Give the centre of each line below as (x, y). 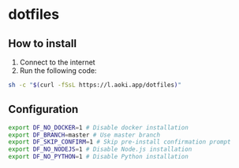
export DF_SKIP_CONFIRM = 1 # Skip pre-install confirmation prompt (119, 142)
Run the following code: (58, 71)
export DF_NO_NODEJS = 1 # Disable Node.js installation (100, 150)
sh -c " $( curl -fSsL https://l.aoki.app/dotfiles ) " (95, 85)
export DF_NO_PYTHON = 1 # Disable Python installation (99, 157)
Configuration (43, 110)
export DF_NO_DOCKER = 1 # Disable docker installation (99, 127)
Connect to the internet (58, 62)
